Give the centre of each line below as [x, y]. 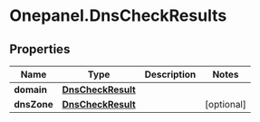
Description [170, 75]
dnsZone [34, 104]
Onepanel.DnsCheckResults [118, 16]
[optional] [226, 104]
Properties [40, 49]
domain [31, 89]
